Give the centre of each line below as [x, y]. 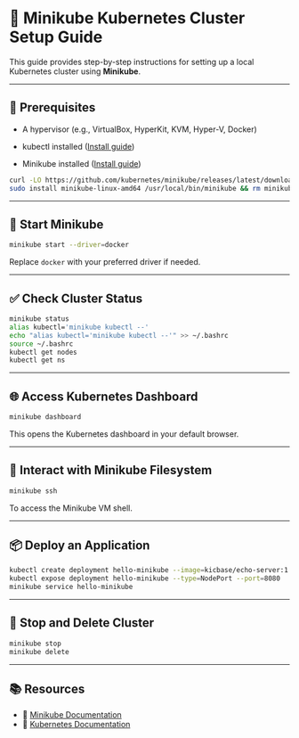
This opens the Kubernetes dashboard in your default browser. [124, 434]
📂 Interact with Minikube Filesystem [111, 470]
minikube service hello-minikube [71, 587]
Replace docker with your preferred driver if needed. [105, 262]
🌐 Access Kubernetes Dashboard [104, 396]
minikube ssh [33, 491]
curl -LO [25, 180]
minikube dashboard [45, 417]
